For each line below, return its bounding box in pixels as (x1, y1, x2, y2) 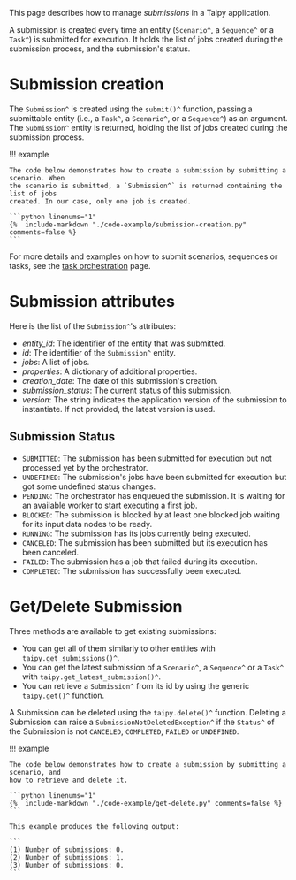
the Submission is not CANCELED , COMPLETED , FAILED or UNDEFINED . (9, 725, 239, 737)
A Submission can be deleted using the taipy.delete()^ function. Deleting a (9, 707, 287, 717)
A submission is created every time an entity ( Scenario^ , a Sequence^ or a (9, 25, 274, 34)
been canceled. (21, 547, 80, 557)
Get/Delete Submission (9, 596, 183, 616)
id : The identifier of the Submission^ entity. (21, 347, 177, 357)
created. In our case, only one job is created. (9, 196, 192, 206)
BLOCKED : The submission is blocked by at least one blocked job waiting (21, 509, 281, 520)
